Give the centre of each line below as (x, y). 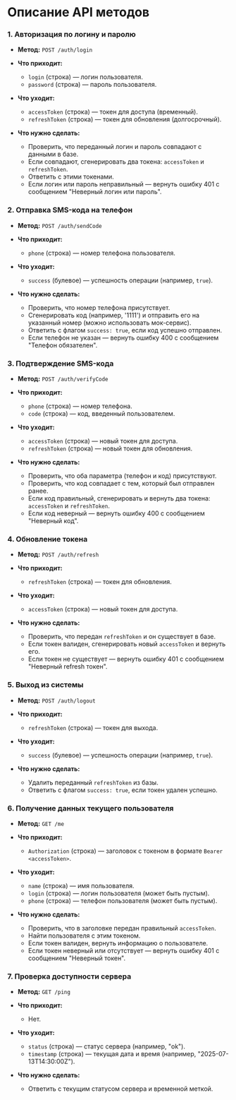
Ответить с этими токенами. (71, 177)
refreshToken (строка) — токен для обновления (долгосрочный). (125, 119)
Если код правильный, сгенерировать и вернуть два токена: (119, 498)
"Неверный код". (53, 521)
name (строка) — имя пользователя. (81, 885)
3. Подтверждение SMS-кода (61, 363)
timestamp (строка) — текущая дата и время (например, (112, 1054)
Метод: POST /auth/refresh (58, 554)
